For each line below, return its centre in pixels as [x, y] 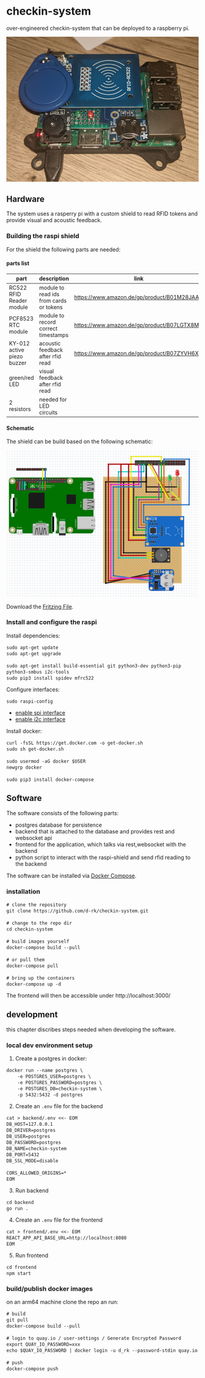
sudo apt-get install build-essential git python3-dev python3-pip [94, 666]
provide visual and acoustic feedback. [54, 220]
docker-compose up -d [34, 984]
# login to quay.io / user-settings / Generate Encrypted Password [94, 1338]
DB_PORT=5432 [23, 1155]
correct [49, 328]
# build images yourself [38, 941]
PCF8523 [21, 319]
